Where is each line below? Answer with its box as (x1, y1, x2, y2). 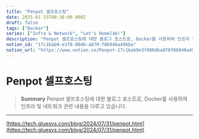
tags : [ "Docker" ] (6, 25, 49, 31)
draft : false (6, 20, 38, 25)
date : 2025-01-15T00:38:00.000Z (6, 14, 86, 20)
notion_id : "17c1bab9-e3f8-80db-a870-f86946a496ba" (6, 42, 136, 48)
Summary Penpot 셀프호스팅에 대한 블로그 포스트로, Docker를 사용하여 (20, 95, 188, 102)
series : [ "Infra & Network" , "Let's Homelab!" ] (6, 31, 126, 37)
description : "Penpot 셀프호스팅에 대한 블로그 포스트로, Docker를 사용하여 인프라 (6, 36, 190, 42)
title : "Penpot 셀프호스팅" (6, 8, 69, 15)
